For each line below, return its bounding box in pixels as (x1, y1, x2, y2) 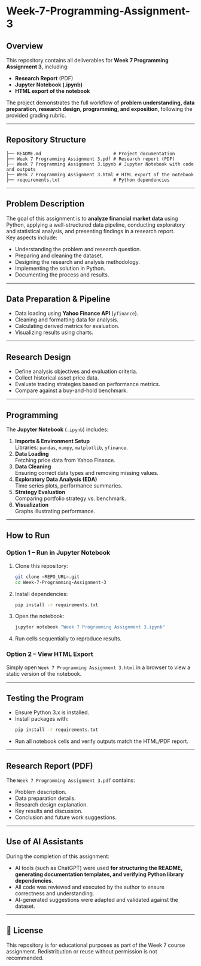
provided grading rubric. (6, 112, 66, 119)
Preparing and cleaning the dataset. (14, 252, 103, 259)
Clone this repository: (14, 562, 68, 569)
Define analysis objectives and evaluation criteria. (14, 368, 138, 375)
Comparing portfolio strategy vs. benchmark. (14, 495, 126, 502)
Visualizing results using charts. (14, 329, 94, 336)
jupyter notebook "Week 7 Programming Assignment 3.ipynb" (14, 624, 166, 630)
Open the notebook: (14, 613, 65, 620)
